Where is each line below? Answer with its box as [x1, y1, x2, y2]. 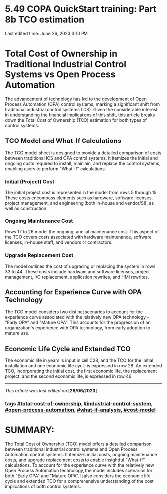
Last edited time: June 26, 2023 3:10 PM [5, 30, 88, 36]
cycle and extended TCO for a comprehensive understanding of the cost [5, 478, 154, 484]
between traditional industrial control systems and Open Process [5, 446, 138, 452]
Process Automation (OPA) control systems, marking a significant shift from [5, 101, 160, 107]
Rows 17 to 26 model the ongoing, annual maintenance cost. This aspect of [5, 229, 159, 235]
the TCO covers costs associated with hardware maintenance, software [5, 234, 152, 240]
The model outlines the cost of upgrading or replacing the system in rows [5, 263, 156, 269]
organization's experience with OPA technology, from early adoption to [5, 325, 151, 331]
